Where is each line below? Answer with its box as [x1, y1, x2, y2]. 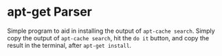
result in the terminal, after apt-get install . [7, 41, 132, 49]
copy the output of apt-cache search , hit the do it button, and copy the [7, 33, 210, 42]
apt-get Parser [7, 4, 93, 20]
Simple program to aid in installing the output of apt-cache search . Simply [7, 27, 215, 35]
